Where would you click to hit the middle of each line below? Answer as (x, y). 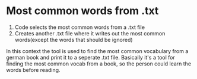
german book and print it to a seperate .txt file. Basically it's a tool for (90, 57)
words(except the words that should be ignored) (74, 39)
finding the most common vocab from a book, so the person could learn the (99, 64)
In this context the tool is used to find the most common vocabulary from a (97, 51)
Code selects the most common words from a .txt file (80, 27)
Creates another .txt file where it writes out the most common (90, 33)
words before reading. (33, 70)
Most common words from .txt (82, 11)
